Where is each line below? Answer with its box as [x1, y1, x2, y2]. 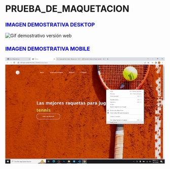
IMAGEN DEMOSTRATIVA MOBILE [5, 45, 90, 52]
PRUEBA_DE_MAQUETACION [5, 3, 130, 15]
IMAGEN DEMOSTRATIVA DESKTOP [5, 21, 95, 28]
